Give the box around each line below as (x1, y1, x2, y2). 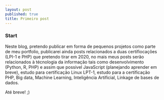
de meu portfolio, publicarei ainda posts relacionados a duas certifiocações (5, 48, 158, 54)
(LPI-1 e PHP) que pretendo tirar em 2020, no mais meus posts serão (5, 54, 144, 60)
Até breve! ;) (5, 89, 30, 95)
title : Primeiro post (5, 16, 49, 21)
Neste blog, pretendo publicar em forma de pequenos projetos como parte (5, 43, 156, 49)
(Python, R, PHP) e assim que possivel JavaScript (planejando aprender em (5, 64, 157, 70)
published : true (5, 12, 38, 17)
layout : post (5, 7, 32, 12)
